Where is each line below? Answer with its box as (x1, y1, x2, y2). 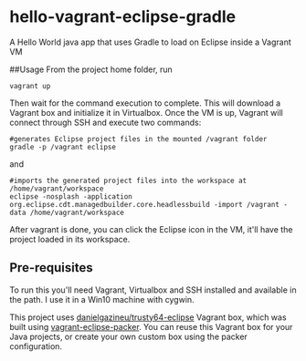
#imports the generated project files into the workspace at (9, 176, 248, 185)
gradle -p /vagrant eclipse (9, 142, 117, 151)
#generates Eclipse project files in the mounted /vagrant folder (9, 134, 268, 143)
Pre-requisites (9, 260, 93, 275)
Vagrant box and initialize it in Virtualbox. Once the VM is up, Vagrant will (9, 107, 283, 118)
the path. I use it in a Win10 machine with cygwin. (9, 294, 195, 304)
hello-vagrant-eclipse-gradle (9, 6, 236, 27)
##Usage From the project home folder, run (9, 64, 174, 75)
